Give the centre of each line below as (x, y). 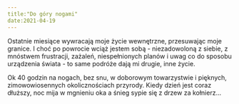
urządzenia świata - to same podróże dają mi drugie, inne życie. (101, 63)
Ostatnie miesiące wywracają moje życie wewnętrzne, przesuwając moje (115, 41)
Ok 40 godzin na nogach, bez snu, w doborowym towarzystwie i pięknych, (117, 77)
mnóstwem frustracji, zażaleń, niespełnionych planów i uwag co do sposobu (119, 56)
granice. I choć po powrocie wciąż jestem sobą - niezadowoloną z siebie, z (118, 48)
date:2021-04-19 (31, 21)
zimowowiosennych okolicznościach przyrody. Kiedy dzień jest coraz (110, 85)
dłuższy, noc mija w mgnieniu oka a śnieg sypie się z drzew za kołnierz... (115, 93)
